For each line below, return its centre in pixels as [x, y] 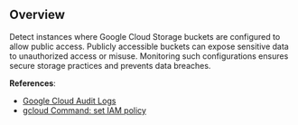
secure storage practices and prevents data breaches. [110, 65]
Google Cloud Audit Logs [69, 101]
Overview [37, 15]
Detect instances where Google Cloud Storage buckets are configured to [145, 36]
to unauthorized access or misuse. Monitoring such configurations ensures [149, 56]
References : [33, 83]
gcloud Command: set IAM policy [84, 110]
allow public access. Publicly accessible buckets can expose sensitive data [149, 46]
